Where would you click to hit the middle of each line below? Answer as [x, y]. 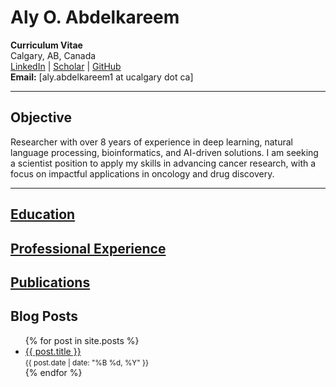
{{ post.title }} [53, 351]
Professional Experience [88, 248]
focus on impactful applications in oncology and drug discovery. [142, 173]
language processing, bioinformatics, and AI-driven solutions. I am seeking [164, 152]
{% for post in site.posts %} [82, 340]
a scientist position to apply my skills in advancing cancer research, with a [163, 163]
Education [43, 214]
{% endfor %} [53, 372]
